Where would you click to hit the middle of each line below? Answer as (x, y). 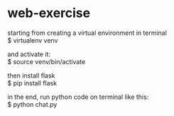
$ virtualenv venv (33, 40)
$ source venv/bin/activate (47, 61)
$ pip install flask (32, 83)
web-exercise (49, 13)
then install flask (31, 75)
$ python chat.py (32, 104)
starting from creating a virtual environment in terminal (87, 33)
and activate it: (29, 54)
